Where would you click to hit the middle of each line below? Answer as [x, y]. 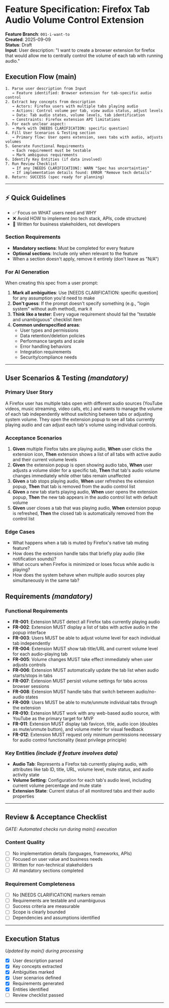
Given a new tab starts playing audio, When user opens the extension [85, 492]
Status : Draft [19, 45]
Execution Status [33, 938]
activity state [26, 775]
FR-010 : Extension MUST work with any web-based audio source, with [86, 713]
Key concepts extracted [37, 967]
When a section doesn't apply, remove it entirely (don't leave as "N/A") [86, 258]
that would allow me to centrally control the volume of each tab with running [84, 55]
